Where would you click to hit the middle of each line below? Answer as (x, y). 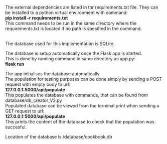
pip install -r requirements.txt (37, 18)
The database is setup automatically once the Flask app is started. (74, 53)
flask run (15, 64)
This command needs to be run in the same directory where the (71, 23)
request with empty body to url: (38, 84)
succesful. (16, 127)
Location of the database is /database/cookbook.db (59, 137)
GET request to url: (25, 111)
